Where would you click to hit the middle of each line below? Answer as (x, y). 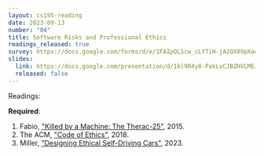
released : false (42, 74)
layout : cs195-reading (45, 15)
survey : (21, 52)
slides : (21, 59)
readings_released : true (49, 45)
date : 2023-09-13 (37, 23)
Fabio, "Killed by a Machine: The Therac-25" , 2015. (102, 126)
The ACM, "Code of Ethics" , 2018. (74, 135)
